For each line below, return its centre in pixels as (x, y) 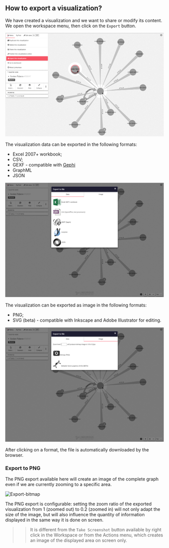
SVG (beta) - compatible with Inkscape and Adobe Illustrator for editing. (87, 320)
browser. (14, 455)
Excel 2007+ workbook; (37, 154)
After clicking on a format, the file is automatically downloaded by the (77, 450)
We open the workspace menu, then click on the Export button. (71, 26)
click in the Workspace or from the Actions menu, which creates (97, 535)
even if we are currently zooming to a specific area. (59, 485)
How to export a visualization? (54, 8)
